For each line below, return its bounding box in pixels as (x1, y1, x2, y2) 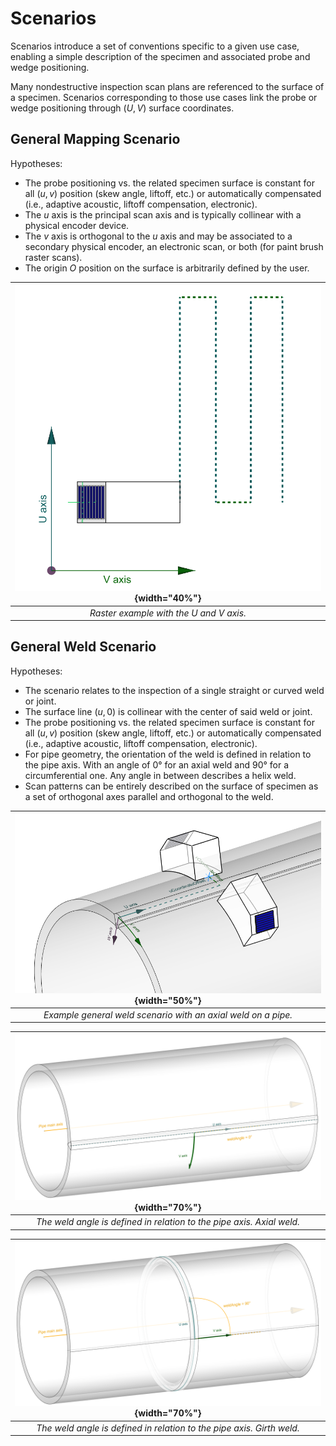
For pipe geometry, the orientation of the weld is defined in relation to (24, 748, 312, 760)
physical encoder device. (24, 219, 130, 231)
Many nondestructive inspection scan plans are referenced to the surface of (10, 80, 325, 92)
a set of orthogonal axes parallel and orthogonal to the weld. (24, 790, 274, 802)
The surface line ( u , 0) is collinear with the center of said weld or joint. (24, 705, 313, 717)
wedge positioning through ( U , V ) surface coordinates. (10, 102, 235, 114)
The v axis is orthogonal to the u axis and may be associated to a (24, 230, 293, 242)
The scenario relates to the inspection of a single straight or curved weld (24, 684, 325, 696)
